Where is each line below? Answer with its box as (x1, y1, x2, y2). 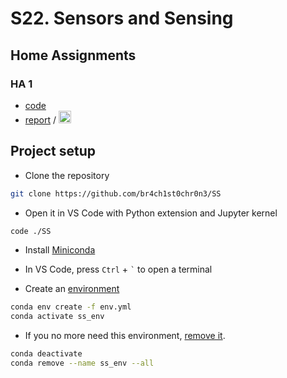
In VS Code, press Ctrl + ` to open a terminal (24, 263, 213, 276)
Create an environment (24, 283, 120, 295)
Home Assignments (10, 47, 137, 64)
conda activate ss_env (10, 312, 105, 322)
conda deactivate (10, 349, 83, 359)
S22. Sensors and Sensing (10, 7, 234, 30)
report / (24, 113, 57, 126)
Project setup (10, 143, 97, 160)
